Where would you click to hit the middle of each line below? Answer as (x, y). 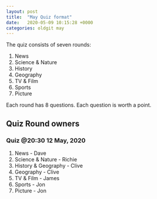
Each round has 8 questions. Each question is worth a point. (79, 105)
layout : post (22, 11)
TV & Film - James (37, 178)
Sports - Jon (30, 184)
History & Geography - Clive (49, 165)
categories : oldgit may (35, 28)
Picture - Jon (31, 190)
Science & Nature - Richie (46, 159)
